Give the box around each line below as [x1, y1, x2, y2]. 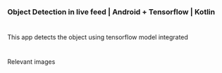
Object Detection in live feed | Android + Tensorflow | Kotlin [7, 7, 216, 17]
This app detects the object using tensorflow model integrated [7, 33, 189, 41]
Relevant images [7, 58, 56, 66]
